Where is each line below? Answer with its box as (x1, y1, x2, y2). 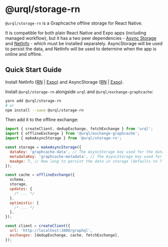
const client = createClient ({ (5, 223, 70, 228)
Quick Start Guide (5, 66, 62, 74)
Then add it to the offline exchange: (5, 117, 79, 123)
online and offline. (5, 51, 42, 57)
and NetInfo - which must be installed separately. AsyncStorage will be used (5, 40, 162, 46)
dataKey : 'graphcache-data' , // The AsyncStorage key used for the (9, 149, 153, 154)
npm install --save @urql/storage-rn (5, 108, 84, 113)
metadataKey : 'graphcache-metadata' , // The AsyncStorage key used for (9, 154, 162, 159)
